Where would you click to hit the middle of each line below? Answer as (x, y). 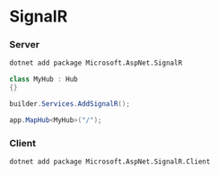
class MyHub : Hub (44, 79)
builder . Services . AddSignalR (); (70, 104)
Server (25, 45)
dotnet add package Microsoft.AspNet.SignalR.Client (110, 162)
